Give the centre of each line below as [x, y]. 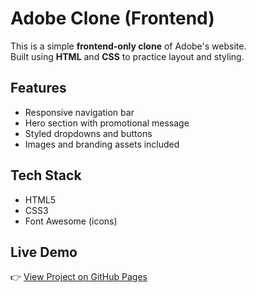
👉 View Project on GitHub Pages [79, 277]
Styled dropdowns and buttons [88, 133]
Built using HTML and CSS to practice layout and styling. [127, 56]
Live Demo [44, 252]
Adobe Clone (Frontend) [112, 18]
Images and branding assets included [102, 144]
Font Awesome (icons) [71, 221]
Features [38, 88]
